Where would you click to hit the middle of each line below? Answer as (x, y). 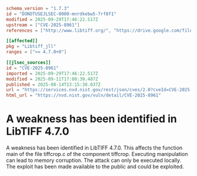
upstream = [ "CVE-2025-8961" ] (43, 25)
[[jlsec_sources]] (28, 62)
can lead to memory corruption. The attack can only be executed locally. (94, 160)
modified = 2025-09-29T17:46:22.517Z (52, 19)
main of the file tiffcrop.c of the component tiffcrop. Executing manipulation (97, 154)
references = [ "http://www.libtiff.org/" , (59, 30)
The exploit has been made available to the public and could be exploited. (95, 167)
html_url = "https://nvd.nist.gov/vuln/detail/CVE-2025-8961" (84, 95)
